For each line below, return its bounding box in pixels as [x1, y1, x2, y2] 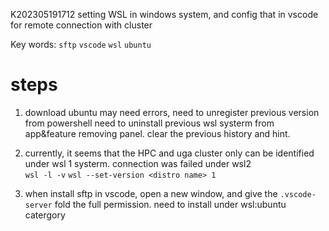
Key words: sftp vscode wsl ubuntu [10, 39, 152, 50]
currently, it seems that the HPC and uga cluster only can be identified [24, 147, 315, 159]
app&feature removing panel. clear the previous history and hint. [24, 127, 291, 139]
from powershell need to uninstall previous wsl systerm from [24, 117, 275, 129]
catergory [24, 209, 66, 221]
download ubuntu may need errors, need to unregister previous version [24, 106, 320, 118]
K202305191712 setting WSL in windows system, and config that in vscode [10, 9, 319, 20]
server [24, 200, 53, 210]
